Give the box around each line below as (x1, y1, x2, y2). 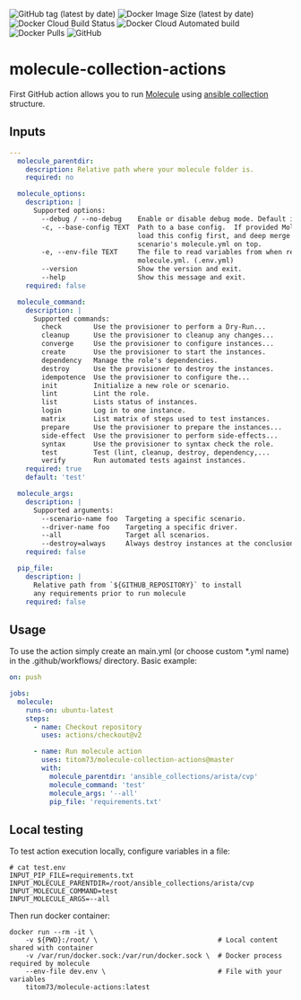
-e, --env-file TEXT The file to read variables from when (41, 248, 282, 257)
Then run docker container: (9, 910, 110, 921)
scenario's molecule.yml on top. (137, 239, 262, 249)
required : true (25, 465, 82, 473)
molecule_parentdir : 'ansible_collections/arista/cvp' (48, 772, 258, 781)
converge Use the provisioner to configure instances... (41, 340, 275, 349)
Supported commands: (32, 314, 110, 323)
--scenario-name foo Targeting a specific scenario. (41, 514, 246, 523)
